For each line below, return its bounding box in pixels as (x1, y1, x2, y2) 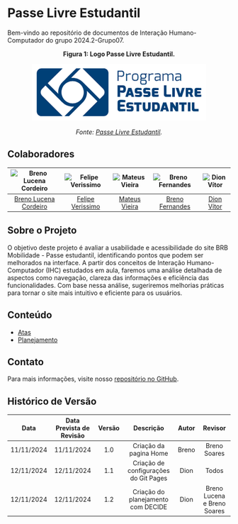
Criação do (132, 488, 165, 496)
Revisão (60, 431, 85, 440)
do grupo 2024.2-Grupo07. (45, 35, 125, 44)
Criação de (132, 459, 165, 467)
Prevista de (55, 423, 90, 432)
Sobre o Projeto (7, 225, 77, 237)
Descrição (133, 423, 164, 432)
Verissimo (71, 202, 101, 211)
